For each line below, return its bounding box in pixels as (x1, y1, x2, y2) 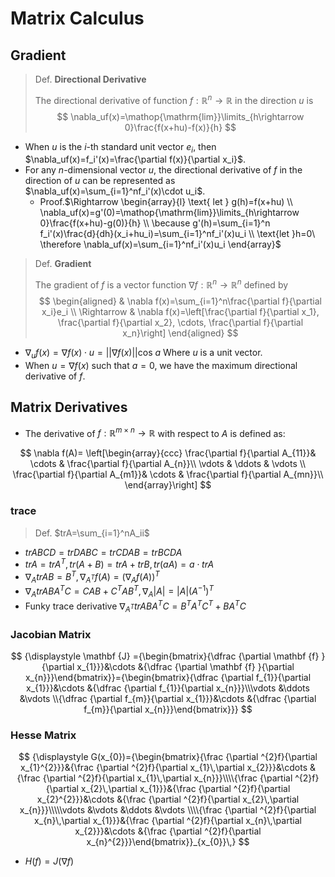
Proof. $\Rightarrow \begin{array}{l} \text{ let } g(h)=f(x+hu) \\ (39, 196, 293, 208)
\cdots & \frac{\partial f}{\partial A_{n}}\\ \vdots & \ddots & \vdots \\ (29, 458, 307, 470)
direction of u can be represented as (24, 175, 176, 187)
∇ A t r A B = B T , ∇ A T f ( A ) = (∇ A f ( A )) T (24, 569, 160, 585)
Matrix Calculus (10, 7, 145, 30)
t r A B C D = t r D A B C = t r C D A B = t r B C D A (24, 546, 183, 558)
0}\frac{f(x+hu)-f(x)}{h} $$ (124, 121, 237, 133)
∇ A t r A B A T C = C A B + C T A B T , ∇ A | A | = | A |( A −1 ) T (24, 583, 214, 600)
